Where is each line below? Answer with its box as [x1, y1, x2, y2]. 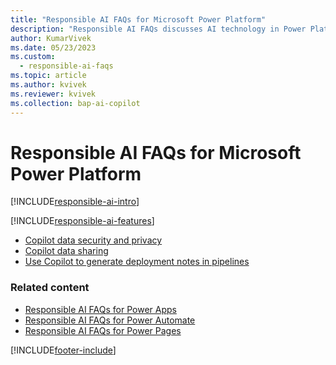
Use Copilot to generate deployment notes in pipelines [24, 256, 250, 268]
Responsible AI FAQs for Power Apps [24, 303, 177, 315]
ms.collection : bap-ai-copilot [10, 98, 141, 108]
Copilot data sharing [24, 245, 109, 257]
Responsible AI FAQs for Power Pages [24, 324, 182, 336]
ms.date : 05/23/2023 [10, 42, 97, 53]
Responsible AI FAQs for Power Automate [24, 314, 196, 326]
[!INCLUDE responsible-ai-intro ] [10, 196, 140, 208]
